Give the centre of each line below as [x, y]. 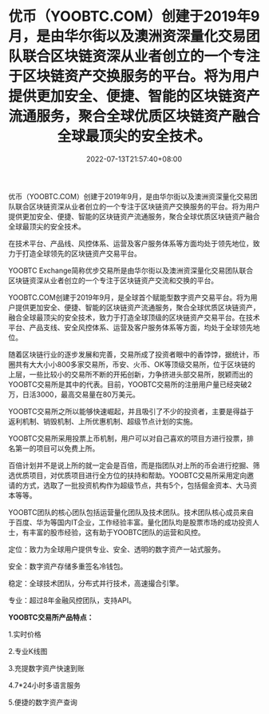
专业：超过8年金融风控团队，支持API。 [72, 600]
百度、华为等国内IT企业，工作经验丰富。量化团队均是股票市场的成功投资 [134, 522]
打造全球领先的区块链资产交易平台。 [81, 253]
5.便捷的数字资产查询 [43, 702]
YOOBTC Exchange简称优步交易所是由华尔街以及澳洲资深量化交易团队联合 [131, 270]
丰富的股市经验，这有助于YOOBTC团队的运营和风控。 [117, 532]
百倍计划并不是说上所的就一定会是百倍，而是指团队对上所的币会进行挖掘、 [131, 465]
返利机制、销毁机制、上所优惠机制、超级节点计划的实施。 [103, 421]
